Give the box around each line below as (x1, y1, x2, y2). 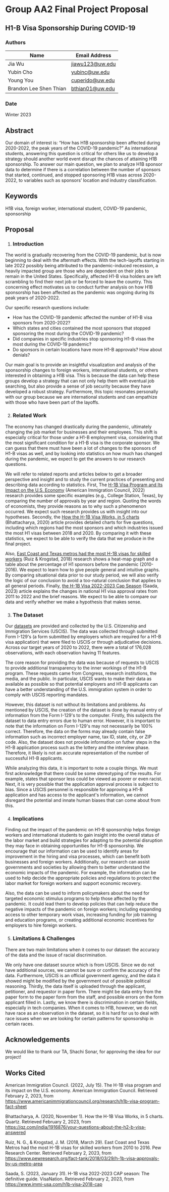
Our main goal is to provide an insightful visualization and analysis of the (5, 362, 156, 368)
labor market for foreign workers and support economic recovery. (5, 880, 142, 886)
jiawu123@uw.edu (71, 60, 116, 67)
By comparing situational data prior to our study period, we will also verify (5, 572, 159, 578)
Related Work (12, 412, 47, 419)
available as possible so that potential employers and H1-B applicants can (5, 681, 158, 687)
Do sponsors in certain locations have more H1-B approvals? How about (12, 347, 162, 353)
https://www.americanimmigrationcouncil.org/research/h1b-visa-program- (5, 1098, 160, 1105)
